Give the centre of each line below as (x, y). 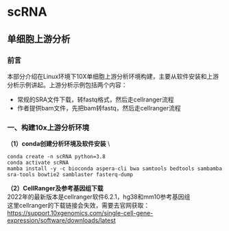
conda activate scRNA (38, 163)
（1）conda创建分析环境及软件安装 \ (59, 144)
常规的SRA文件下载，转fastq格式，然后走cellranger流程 (96, 99)
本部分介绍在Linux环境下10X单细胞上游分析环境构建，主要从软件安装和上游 (113, 76)
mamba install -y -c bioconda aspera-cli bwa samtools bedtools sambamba (115, 169)
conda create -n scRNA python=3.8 (57, 157)
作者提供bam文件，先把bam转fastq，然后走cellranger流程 (99, 108)
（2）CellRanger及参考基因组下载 (55, 189)
